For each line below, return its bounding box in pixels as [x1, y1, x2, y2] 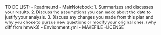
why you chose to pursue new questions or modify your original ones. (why [5, 19, 157, 25]
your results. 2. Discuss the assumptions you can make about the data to [5, 9, 151, 15]
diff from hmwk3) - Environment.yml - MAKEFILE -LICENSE [5, 24, 124, 30]
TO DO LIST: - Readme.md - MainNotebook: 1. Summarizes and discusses [5, 4, 154, 10]
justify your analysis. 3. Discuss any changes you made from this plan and [5, 14, 154, 20]
